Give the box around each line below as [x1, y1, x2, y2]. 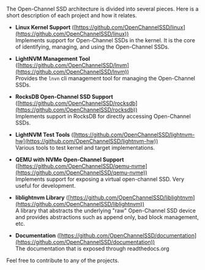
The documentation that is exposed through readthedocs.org [15, 245, 170, 252]
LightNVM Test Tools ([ [15, 131, 75, 138]
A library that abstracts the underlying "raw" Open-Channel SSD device [15, 207, 196, 214]
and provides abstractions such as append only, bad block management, [15, 214, 199, 220]
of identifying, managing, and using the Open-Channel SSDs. [15, 43, 170, 50]
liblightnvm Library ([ [15, 194, 70, 201]
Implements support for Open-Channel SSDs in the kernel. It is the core [15, 37, 196, 44]
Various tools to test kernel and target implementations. [15, 144, 155, 151]
